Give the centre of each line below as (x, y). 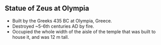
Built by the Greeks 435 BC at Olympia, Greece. (62, 20)
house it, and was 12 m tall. (41, 37)
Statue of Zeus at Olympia (47, 8)
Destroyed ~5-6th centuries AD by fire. (53, 26)
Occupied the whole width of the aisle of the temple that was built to (84, 31)
